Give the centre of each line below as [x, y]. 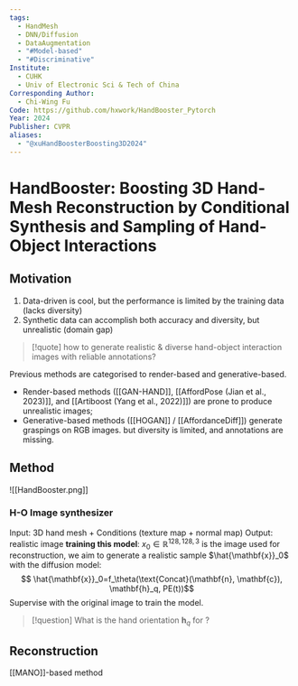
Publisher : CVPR [40, 127]
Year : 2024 [30, 118]
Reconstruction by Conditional [173, 207]
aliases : [26, 135]
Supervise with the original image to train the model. [107, 603]
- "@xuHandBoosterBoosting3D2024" [82, 144]
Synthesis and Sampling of [112, 226]
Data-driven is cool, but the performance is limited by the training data [153, 301]
